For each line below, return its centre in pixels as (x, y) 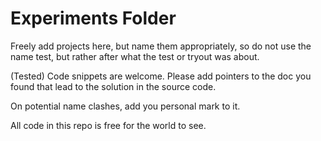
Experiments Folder (93, 18)
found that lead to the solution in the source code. (113, 86)
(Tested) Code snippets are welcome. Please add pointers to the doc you (161, 76)
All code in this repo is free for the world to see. (108, 125)
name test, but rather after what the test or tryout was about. (135, 56)
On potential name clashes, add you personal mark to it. (125, 106)
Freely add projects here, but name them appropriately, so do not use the (161, 46)
